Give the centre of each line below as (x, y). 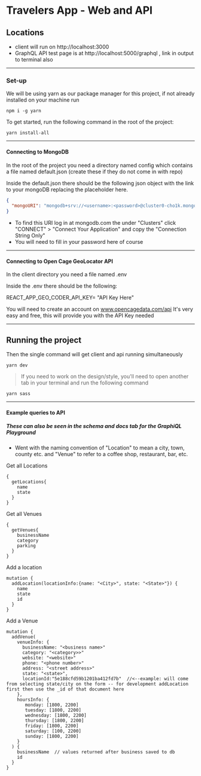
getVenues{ (25, 530)
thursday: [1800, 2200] (54, 720)
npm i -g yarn (24, 111)
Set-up (16, 80)
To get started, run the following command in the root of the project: (90, 122)
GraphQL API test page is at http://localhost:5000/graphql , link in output (104, 53)
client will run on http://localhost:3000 (62, 47)
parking (26, 546)
